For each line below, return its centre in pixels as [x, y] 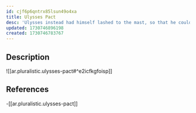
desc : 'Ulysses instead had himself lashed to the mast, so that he [91, 22]
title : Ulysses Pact [31, 17]
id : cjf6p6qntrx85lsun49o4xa [41, 11]
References [27, 89]
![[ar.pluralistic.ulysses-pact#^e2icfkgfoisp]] [59, 71]
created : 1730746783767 [35, 33]
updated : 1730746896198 [35, 28]
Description [28, 57]
